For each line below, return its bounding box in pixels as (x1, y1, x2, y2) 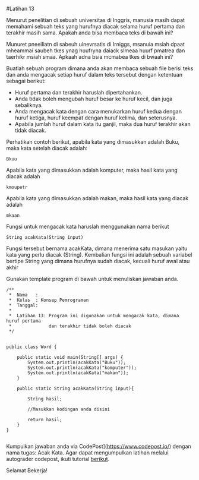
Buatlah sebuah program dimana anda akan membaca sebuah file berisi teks (6, 65, 194, 72)
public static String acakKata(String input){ (17, 386, 134, 391)
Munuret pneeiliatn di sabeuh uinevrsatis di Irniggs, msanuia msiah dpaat (6, 41, 185, 48)
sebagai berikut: (6, 77, 46, 84)
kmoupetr (6, 184, 28, 190)
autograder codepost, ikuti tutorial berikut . (6, 456, 110, 462)
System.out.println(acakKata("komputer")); (27, 365, 137, 371)
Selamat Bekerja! (6, 467, 48, 474)
